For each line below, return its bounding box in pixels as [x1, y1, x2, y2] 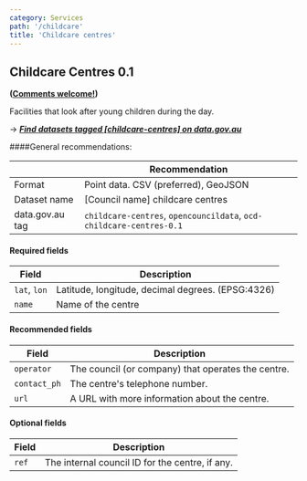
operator [14, 363, 52, 374]
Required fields [9, 245, 69, 256]
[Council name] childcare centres [83, 193, 228, 206]
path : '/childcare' [9, 22, 84, 31]
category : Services [9, 13, 84, 23]
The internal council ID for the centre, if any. [44, 455, 233, 468]
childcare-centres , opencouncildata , [83, 209, 242, 222]
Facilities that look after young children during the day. [9, 106, 215, 117]
